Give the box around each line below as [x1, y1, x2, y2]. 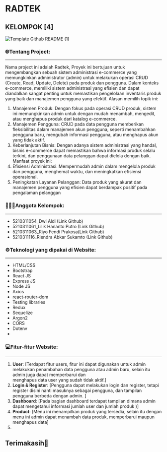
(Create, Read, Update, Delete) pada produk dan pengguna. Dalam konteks [5, 80, 159, 86]
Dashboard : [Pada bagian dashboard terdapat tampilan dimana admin [12, 398, 156, 404]
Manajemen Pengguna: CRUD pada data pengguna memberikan [12, 121, 144, 127]
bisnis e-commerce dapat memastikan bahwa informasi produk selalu [12, 147, 156, 154]
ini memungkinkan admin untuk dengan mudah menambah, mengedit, [12, 111, 156, 117]
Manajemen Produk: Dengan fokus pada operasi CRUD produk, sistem [12, 105, 157, 112]
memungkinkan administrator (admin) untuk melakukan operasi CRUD [5, 75, 148, 81]
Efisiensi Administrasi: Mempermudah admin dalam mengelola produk [12, 163, 156, 169]
